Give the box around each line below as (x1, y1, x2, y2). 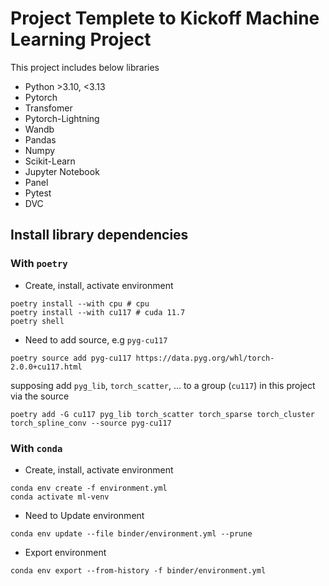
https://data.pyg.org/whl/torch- (135, 353, 275, 363)
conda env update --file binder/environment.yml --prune (10, 528, 253, 539)
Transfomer (24, 102, 73, 114)
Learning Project (10, 28, 152, 51)
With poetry (10, 257, 68, 271)
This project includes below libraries (10, 61, 160, 73)
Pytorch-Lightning (24, 112, 100, 124)
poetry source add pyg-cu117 (10, 353, 132, 363)
